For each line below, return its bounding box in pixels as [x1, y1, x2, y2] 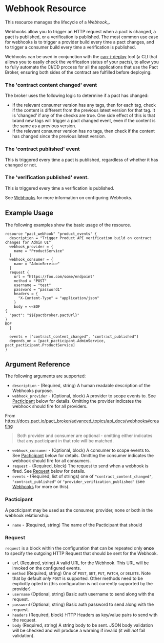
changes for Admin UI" [5, 240, 51, 245]
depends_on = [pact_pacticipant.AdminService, [9, 338, 106, 343]
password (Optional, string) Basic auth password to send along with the [12, 601, 154, 607]
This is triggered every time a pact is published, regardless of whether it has [5, 157, 159, 162]
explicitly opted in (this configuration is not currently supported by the [12, 581, 153, 587]
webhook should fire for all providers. [12, 403, 88, 409]
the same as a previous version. [12, 123, 77, 129]
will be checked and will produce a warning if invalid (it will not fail [12, 627, 145, 634]
